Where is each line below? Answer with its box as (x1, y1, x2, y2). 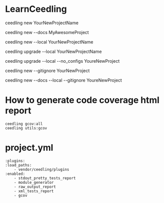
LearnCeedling (5, 3, 67, 15)
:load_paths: (5, 162, 32, 167)
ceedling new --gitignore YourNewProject (5, 68, 90, 74)
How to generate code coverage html (5, 95, 160, 106)
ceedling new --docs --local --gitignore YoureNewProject (5, 77, 122, 83)
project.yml (5, 142, 53, 154)
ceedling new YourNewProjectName (5, 20, 79, 26)
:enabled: (5, 171, 26, 176)
